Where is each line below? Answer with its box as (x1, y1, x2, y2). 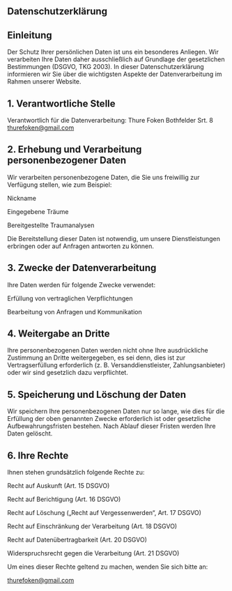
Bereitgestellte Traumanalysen (7, 221, 95, 229)
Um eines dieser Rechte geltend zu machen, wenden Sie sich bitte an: (7, 562, 208, 571)
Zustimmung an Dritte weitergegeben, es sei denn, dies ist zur (7, 353, 186, 362)
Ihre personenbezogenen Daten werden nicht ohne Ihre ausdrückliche (7, 346, 208, 355)
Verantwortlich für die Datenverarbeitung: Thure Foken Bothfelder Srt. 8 (7, 116, 214, 125)
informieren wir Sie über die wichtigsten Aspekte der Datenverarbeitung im (7, 70, 222, 79)
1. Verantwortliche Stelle (7, 98, 116, 109)
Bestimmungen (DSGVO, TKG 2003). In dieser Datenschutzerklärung (7, 63, 204, 71)
